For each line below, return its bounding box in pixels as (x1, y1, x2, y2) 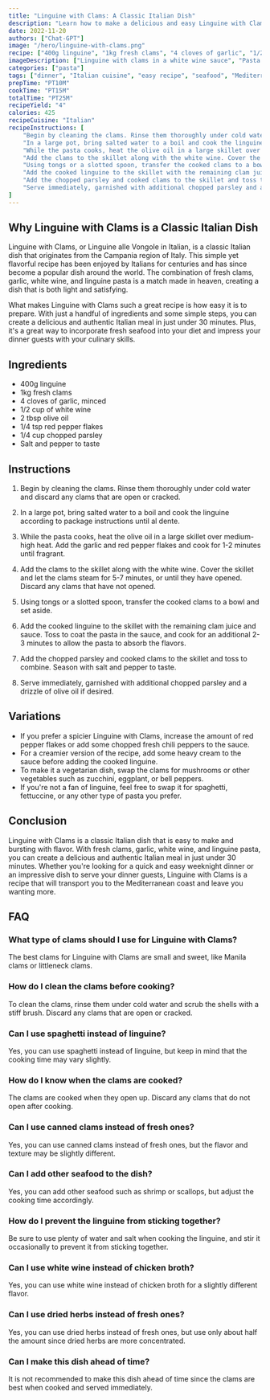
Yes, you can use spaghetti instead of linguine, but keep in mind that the (8, 1046, 247, 1055)
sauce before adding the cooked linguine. (19, 756, 158, 766)
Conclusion (8, 814, 67, 828)
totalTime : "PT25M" (8, 94, 74, 102)
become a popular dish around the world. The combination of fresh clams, (8, 268, 255, 277)
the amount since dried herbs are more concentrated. (8, 1336, 186, 1345)
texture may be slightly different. (8, 1148, 117, 1158)
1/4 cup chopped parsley (19, 431, 103, 440)
